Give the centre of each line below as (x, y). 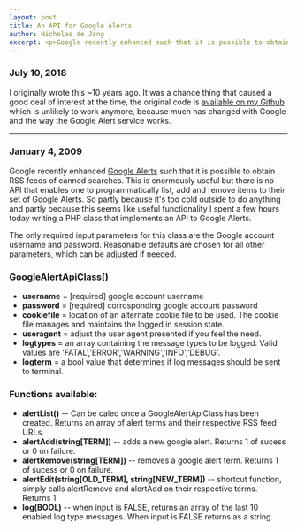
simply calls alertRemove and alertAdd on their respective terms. (140, 489)
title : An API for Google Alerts (71, 26)
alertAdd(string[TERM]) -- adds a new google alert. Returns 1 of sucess (154, 442)
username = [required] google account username (113, 296)
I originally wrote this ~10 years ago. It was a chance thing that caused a (141, 92)
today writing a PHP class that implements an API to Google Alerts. (130, 218)
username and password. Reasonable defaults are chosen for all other (137, 244)
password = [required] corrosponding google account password (140, 305)
